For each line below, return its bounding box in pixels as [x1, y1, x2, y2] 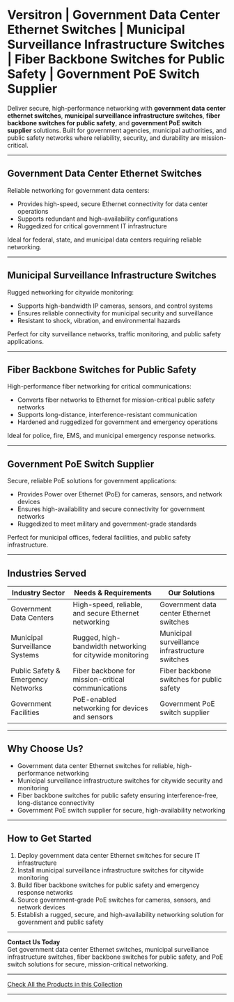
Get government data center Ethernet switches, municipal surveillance [7, 945, 209, 953]
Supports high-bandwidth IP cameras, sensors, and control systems [17, 302, 214, 310]
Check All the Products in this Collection [7, 980, 123, 988]
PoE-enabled [72, 695, 117, 704]
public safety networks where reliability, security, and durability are [7, 133, 200, 142]
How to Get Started [7, 833, 92, 845]
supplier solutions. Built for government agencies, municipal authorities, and [7, 126, 227, 134]
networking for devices [72, 703, 148, 713]
